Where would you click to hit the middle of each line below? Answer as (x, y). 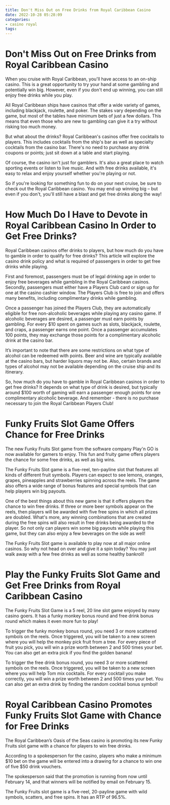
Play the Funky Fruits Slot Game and (83, 575)
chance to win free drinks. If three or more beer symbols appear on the (79, 506)
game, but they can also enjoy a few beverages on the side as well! (75, 533)
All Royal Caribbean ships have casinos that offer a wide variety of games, (83, 105)
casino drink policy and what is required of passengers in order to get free (83, 261)
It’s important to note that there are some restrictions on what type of (77, 350)
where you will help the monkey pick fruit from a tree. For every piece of (81, 642)
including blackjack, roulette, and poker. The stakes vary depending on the (83, 110)
